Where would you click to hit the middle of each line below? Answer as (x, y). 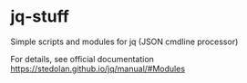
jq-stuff (40, 17)
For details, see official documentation (82, 59)
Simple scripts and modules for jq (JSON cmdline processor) (124, 41)
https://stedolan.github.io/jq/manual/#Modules (98, 69)
